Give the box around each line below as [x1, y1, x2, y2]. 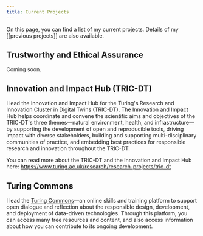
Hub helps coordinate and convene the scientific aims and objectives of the [6, 113, 196, 120]
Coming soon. [6, 66, 41, 73]
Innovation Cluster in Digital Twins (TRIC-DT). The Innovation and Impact [6, 106, 188, 113]
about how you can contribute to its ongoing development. [6, 223, 153, 230]
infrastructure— [154, 119, 194, 127]
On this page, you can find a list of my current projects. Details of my [6, 26, 179, 33]
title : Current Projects [6, 9, 69, 15]
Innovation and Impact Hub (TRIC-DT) [6, 83, 153, 94]
